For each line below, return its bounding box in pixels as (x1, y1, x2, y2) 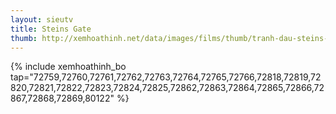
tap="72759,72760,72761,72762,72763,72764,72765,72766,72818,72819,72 (10, 71, 322, 83)
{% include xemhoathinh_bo (10, 61, 127, 73)
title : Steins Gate (10, 24, 92, 34)
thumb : (10, 33, 38, 43)
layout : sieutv (10, 14, 74, 25)
